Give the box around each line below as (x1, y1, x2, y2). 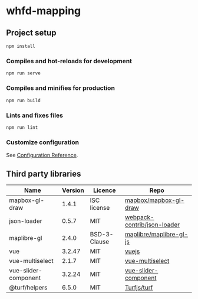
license (90, 204, 110, 212)
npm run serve (6, 70, 41, 76)
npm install (6, 43, 35, 49)
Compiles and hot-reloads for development (6, 57, 133, 65)
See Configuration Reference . (6, 152, 78, 159)
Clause (90, 238, 110, 246)
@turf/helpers (9, 284, 48, 291)
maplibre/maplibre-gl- (124, 230, 189, 238)
